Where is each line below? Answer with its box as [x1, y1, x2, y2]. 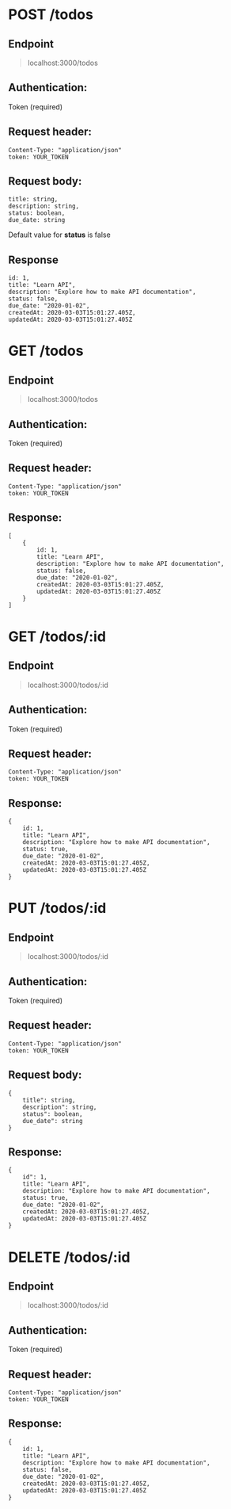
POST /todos [8, 6, 93, 24]
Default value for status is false [8, 230, 111, 239]
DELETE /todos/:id [8, 1248, 131, 1266]
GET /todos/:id [8, 628, 107, 645]
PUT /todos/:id [8, 900, 107, 917]
